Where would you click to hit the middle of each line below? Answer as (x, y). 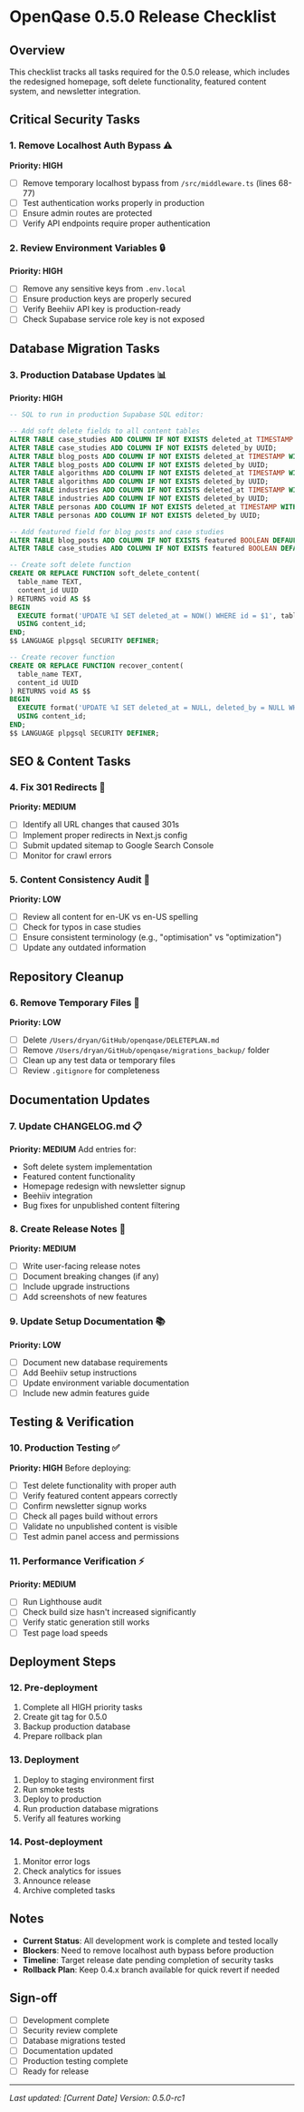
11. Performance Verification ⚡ (77, 1560)
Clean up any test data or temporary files (99, 1061)
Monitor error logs (56, 1861)
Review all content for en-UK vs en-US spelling (110, 917)
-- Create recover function (62, 658)
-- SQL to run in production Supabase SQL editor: (107, 415)
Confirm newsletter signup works (85, 1506)
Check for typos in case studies (82, 927)
